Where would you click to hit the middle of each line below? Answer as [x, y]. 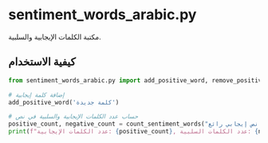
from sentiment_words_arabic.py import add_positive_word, [108, 80]
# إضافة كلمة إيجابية [36, 95]
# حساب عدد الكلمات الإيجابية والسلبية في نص [73, 117]
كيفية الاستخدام [42, 62]
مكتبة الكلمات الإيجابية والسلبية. [55, 37]
